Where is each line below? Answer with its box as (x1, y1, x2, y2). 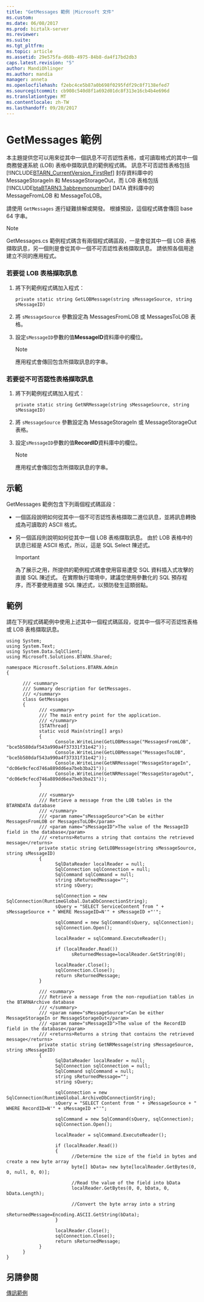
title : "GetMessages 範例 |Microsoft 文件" (6, 9, 114, 15)
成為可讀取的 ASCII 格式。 (15, 520, 81, 528)
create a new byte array (6, 1158, 69, 1165)
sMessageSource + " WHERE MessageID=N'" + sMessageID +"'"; (6, 908, 162, 915)
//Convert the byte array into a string (71, 1201, 175, 1207)
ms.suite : (6, 37, 32, 43)
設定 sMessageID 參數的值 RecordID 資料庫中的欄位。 (15, 439, 141, 446)
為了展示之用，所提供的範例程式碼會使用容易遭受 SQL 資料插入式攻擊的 (15, 566, 194, 573)
